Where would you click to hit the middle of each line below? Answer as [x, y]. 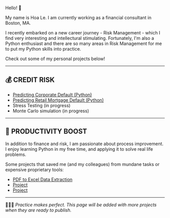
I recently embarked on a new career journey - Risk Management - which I [83, 33]
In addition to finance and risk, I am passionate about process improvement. [84, 144]
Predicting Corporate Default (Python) [52, 95]
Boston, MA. [18, 23]
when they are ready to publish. [38, 210]
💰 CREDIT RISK [30, 80]
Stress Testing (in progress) [41, 105]
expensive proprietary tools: [35, 169]
